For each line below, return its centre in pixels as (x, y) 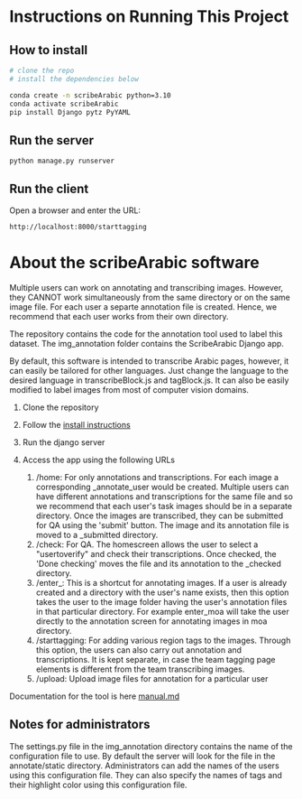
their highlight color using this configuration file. (98, 785)
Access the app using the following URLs (99, 460)
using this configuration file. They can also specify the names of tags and (146, 775)
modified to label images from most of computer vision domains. (129, 389)
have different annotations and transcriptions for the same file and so (164, 496)
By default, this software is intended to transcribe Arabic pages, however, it (149, 361)
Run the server (52, 140)
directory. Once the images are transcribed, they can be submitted (160, 516)
